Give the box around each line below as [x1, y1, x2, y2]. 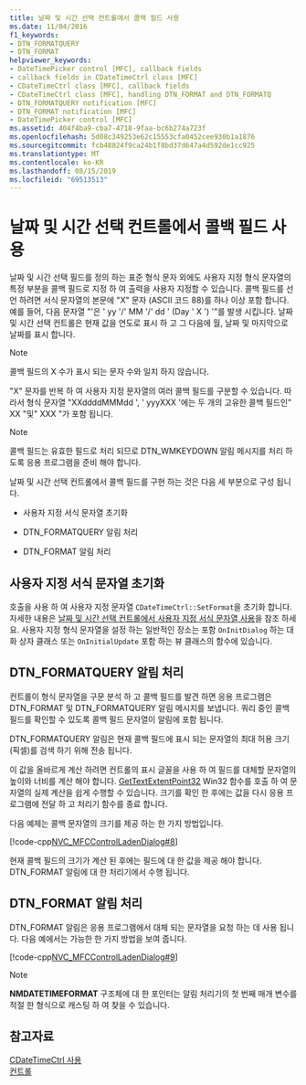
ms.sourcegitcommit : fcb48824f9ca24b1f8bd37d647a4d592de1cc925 [9, 141, 256, 150]
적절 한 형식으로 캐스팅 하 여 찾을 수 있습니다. [9, 999, 171, 1010]
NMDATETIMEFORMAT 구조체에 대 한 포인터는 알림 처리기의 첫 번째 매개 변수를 [9, 988, 298, 999]
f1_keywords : [9, 30, 59, 39]
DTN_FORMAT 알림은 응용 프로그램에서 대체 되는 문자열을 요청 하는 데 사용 [9, 921, 278, 932]
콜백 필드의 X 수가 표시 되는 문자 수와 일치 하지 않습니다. [9, 367, 210, 378]
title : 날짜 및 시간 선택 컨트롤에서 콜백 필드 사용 [9, 13, 180, 23]
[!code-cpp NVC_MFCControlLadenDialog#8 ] [9, 835, 178, 846]
